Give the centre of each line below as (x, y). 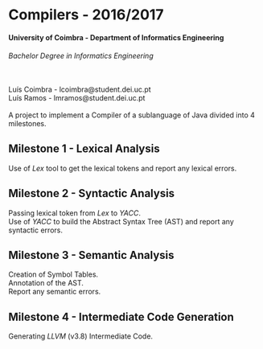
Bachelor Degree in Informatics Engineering (81, 56)
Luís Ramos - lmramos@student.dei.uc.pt (77, 97)
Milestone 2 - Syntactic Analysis (92, 193)
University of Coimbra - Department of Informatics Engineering (116, 37)
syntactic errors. (35, 230)
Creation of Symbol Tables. (53, 274)
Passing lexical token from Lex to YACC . (74, 213)
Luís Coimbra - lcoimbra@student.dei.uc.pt (80, 89)
